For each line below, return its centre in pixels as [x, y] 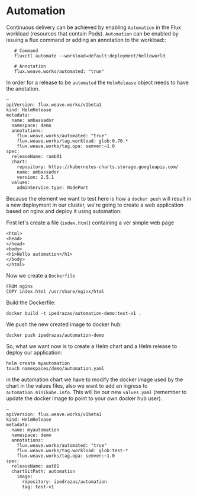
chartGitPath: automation [43, 471]
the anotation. [23, 88]
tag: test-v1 [38, 487]
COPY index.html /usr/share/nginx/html [55, 291]
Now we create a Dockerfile [41, 275]
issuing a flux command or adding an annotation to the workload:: [86, 40]
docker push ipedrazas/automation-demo [55, 335]
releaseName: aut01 [35, 466]
